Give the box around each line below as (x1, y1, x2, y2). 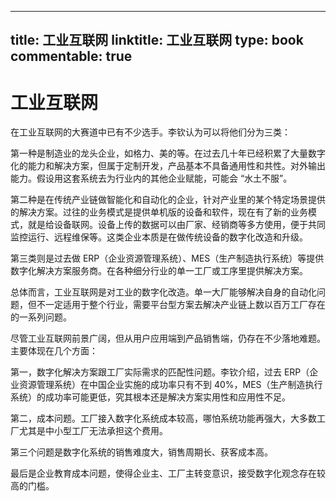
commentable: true (10, 48, 133, 65)
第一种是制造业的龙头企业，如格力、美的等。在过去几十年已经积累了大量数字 (10, 147, 326, 160)
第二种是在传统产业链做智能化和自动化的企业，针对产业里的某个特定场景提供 (10, 194, 326, 206)
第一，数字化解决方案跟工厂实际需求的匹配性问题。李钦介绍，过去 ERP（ (10, 366, 310, 378)
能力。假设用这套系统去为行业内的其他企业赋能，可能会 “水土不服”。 (10, 172, 293, 185)
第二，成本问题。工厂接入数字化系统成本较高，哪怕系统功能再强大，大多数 (10, 412, 317, 425)
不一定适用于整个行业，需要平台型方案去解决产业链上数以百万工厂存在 (36, 299, 326, 311)
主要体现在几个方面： (10, 345, 98, 357)
